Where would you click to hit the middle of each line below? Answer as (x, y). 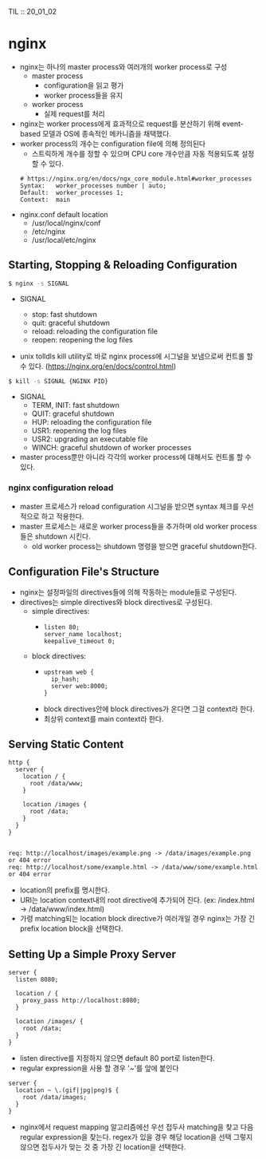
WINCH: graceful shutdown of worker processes (111, 447)
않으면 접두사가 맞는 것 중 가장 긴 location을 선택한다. (103, 1147)
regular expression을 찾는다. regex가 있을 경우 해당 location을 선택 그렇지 (136, 1137)
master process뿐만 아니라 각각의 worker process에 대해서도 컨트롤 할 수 (136, 457)
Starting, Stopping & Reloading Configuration (123, 265)
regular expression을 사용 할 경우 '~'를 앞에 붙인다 (99, 1068)
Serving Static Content (66, 744)
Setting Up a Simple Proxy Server (92, 954)
